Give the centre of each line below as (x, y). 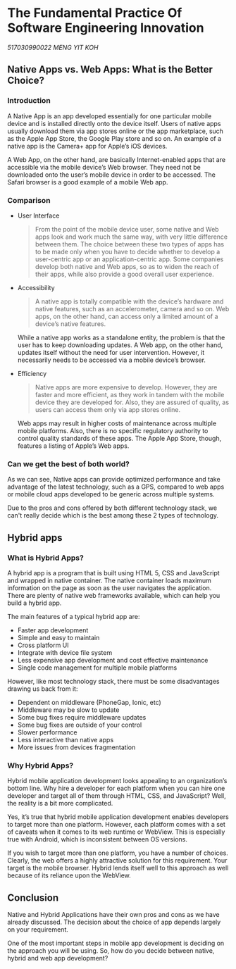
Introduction (29, 101)
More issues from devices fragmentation (76, 747)
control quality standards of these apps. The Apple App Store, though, (119, 438)
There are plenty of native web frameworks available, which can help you (114, 595)
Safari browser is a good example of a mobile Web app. (88, 182)
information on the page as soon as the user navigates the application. (110, 588)
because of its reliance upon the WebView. (69, 875)
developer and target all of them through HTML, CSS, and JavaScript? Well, (117, 796)
